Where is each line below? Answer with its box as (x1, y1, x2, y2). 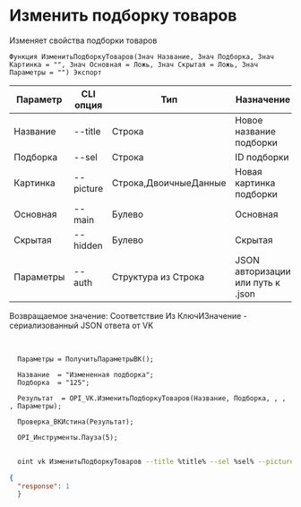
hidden (73, 239, 103, 252)
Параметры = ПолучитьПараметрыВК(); (17, 355, 154, 364)
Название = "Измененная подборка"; (17, 370, 154, 379)
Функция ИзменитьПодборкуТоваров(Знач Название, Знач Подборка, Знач (9, 52, 275, 61)
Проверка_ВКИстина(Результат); (17, 417, 134, 426)
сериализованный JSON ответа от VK (9, 320, 154, 331)
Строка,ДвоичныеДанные (111, 176, 227, 189)
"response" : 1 (17, 481, 70, 491)
